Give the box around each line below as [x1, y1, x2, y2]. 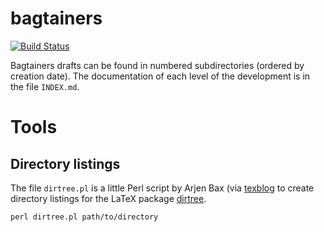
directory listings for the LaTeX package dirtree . [10, 192, 207, 204]
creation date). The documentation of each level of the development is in [10, 70, 311, 82]
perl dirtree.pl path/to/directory [10, 212, 159, 222]
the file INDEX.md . [10, 80, 80, 92]
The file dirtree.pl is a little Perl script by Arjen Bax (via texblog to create [10, 182, 315, 194]
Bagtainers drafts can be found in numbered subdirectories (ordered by [10, 59, 305, 71]
